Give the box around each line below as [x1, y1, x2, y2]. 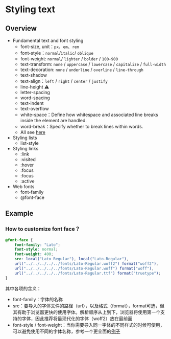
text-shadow [20, 72, 47, 78]
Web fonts [12, 184, 35, 190]
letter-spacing [20, 89, 50, 95]
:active [20, 178, 35, 184]
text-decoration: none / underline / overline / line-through [20, 66, 144, 73]
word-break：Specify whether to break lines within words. [20, 124, 143, 129]
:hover [20, 162, 34, 168]
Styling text [5, 4, 56, 15]
